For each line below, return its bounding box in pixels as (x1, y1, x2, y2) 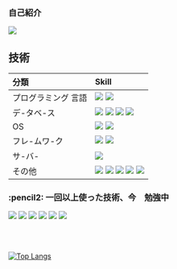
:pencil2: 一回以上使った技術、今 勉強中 (8, 192, 170, 203)
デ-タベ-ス (12, 107, 56, 118)
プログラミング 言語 (12, 93, 88, 104)
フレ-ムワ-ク (12, 135, 64, 147)
